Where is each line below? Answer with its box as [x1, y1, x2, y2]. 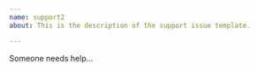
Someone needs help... [9, 53, 94, 63]
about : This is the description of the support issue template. [9, 21, 251, 30]
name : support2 [9, 12, 65, 22]
